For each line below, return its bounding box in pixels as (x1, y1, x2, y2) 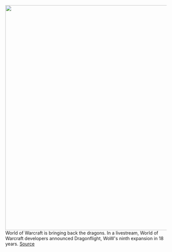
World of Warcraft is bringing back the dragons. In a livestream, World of (5, 230, 159, 236)
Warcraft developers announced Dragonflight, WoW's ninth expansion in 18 (5, 236, 164, 241)
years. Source (5, 241, 35, 247)
